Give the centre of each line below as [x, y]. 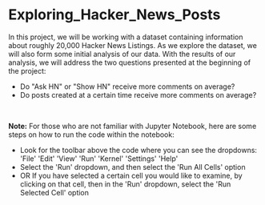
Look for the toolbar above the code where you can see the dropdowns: [139, 150]
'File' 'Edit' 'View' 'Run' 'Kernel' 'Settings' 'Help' [99, 159]
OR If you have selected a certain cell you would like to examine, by [131, 175]
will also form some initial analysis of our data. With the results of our [122, 54]
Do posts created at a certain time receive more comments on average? [138, 94]
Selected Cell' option [54, 192]
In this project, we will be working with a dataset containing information [126, 37]
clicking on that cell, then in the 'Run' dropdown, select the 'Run [125, 184]
